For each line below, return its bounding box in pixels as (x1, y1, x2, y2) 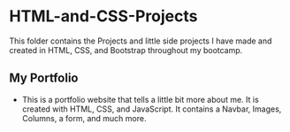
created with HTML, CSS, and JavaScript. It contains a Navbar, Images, (21, 104, 282, 114)
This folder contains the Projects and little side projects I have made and (9, 35, 272, 46)
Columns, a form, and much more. (21, 113, 147, 123)
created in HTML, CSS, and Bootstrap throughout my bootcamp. (9, 44, 243, 55)
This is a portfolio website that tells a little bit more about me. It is (21, 94, 259, 105)
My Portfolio (9, 71, 79, 86)
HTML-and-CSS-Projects (9, 6, 198, 27)
